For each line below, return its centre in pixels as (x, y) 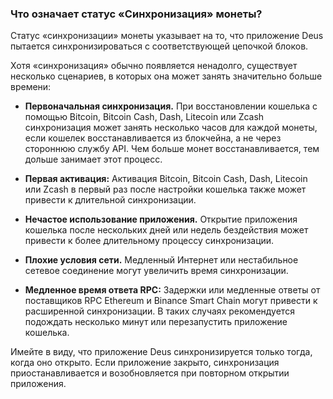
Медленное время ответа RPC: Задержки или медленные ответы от (172, 290)
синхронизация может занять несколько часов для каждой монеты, (171, 128)
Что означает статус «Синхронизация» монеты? (136, 14)
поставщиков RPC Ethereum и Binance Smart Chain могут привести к (171, 301)
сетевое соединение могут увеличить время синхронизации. (156, 271)
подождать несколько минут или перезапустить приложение (156, 322)
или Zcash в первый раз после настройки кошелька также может (165, 189)
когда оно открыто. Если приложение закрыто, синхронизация (145, 363)
